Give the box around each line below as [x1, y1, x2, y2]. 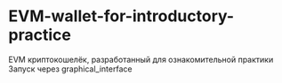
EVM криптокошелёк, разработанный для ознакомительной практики [8, 54, 274, 64]
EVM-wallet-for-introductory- [8, 6, 235, 26]
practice [8, 25, 72, 45]
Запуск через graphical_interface [8, 64, 133, 74]
